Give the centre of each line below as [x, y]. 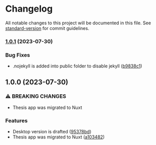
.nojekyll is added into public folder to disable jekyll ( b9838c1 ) [77, 66]
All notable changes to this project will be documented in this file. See [78, 23]
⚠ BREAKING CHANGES [36, 96]
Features [17, 121]
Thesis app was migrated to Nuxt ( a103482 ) [59, 137]
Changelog [29, 9]
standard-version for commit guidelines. [47, 28]
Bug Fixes [18, 55]
